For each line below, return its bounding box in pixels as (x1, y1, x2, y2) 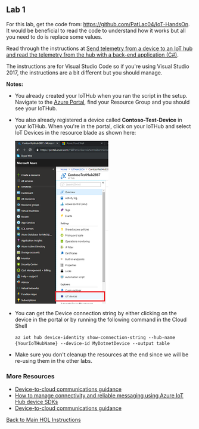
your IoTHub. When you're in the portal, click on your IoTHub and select (14, 122, 191, 130)
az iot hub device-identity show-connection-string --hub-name (14, 334, 176, 340)
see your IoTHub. (14, 104, 58, 112)
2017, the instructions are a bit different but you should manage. (6, 69, 163, 76)
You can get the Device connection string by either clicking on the (14, 309, 178, 316)
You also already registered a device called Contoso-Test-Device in (14, 116, 183, 123)
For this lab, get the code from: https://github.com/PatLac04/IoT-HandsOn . (6, 20, 190, 27)
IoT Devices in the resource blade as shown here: (14, 129, 136, 136)
